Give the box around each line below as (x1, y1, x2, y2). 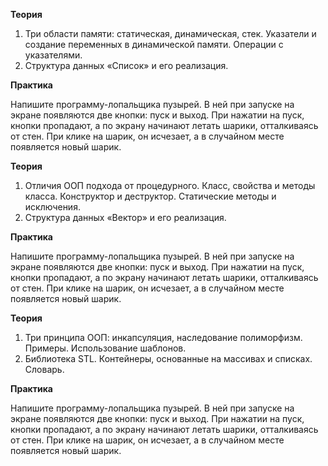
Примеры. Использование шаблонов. (24, 342, 187, 354)
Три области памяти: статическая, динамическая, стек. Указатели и (24, 28, 317, 39)
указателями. (24, 49, 83, 61)
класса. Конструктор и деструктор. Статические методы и (24, 190, 277, 202)
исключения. (24, 201, 81, 213)
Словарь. (24, 364, 65, 375)
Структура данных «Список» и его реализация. (24, 60, 229, 71)
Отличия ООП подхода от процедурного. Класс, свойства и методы (24, 180, 316, 191)
